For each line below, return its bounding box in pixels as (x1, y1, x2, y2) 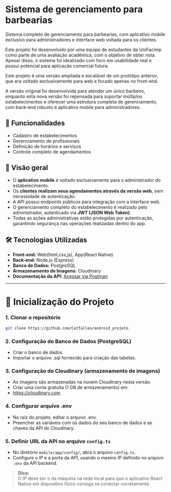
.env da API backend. (12, 460, 58, 466)
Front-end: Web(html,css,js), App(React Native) (12, 252, 113, 258)
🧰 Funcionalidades (5, 119, 65, 128)
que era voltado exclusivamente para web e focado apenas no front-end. (5, 78, 159, 84)
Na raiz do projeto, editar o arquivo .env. (12, 414, 98, 420)
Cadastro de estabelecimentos (12, 132, 77, 139)
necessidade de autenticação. (12, 193, 76, 199)
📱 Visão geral (5, 163, 48, 172)
